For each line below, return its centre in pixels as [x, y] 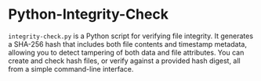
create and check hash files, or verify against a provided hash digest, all [124, 61]
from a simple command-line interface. [71, 69]
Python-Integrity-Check [88, 14]
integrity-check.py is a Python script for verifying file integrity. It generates [130, 36]
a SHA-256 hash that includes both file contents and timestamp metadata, [127, 44]
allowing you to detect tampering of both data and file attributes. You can [126, 52]
